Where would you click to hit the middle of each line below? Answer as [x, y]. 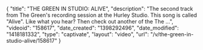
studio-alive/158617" [32, 41]
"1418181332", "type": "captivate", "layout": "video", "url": [78, 34]
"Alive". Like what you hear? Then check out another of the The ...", [90, 21]
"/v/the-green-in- [172, 34]
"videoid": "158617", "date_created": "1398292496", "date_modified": [92, 28]
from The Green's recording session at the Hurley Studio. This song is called [102, 15]
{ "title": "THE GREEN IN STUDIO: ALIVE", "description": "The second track [100, 9]
